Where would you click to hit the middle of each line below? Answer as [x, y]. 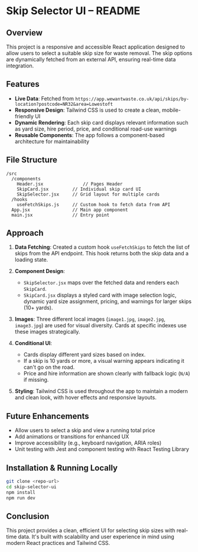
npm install [21, 492]
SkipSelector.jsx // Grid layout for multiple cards [88, 194]
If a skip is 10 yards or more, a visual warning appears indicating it [104, 361]
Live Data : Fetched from [44, 98]
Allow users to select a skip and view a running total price [85, 430]
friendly [24, 116]
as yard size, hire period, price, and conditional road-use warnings [96, 129]
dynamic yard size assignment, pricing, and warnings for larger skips [108, 301]
